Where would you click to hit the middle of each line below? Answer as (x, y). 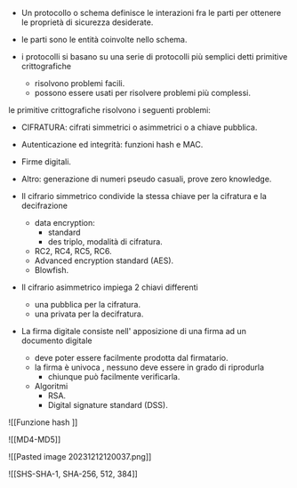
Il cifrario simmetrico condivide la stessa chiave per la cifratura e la (144, 196)
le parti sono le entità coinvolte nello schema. (104, 40)
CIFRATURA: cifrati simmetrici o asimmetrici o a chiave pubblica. (139, 127)
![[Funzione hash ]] (43, 422)
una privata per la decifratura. (89, 314)
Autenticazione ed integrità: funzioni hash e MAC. (112, 144)
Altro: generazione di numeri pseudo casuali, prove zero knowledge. (146, 179)
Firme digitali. (46, 162)
